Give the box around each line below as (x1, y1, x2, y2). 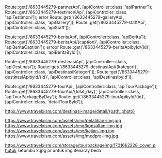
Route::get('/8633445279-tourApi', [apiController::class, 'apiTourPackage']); (5, 84, 158, 89)
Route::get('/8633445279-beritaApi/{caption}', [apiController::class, (5, 39, 141, 45)
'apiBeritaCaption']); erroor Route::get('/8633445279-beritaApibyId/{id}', (5, 44, 151, 50)
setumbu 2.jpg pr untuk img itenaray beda (17, 147, 101, 153)
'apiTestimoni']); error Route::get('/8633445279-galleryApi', (5, 14, 125, 20)
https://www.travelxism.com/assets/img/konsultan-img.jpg (5, 123, 123, 129)
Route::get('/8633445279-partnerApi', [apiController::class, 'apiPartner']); (5, 4, 153, 10)
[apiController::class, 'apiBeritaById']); (5, 49, 81, 55)
